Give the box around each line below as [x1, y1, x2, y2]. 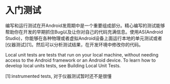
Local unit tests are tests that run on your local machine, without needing [5, 51, 159, 58]
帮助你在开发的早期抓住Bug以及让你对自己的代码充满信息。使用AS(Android [5, 29, 163, 35]
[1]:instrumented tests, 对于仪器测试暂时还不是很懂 [5, 73, 112, 79]
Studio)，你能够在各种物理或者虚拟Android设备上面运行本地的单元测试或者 [5, 35, 162, 41]
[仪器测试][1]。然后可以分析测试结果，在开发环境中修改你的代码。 [5, 41, 144, 47]
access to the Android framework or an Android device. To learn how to [5, 57, 156, 63]
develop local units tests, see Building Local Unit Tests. [5, 62, 121, 69]
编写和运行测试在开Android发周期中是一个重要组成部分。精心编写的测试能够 [5, 22, 165, 29]
